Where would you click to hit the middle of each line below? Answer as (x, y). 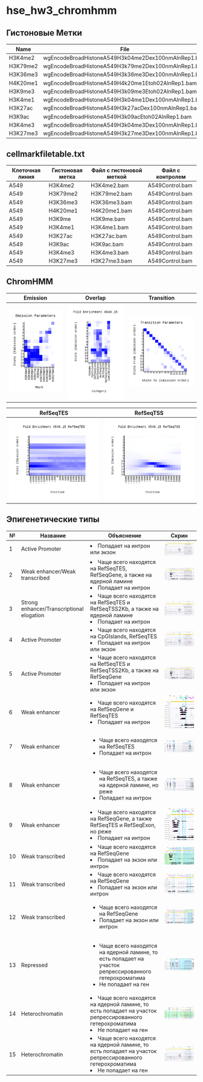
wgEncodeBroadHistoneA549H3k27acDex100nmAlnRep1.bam (122, 108)
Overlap (95, 298)
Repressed (34, 965)
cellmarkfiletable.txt (46, 154)
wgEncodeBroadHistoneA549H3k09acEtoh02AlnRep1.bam (118, 117)
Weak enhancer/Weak (48, 572)
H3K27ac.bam (109, 235)
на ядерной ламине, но (129, 785)
